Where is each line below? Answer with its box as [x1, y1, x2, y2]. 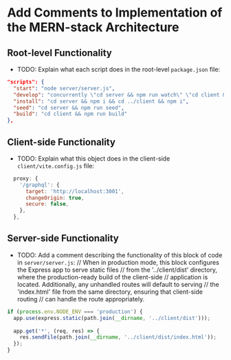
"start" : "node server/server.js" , [13, 85, 115, 92]
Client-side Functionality [7, 136, 115, 148]
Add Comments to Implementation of [7, 5, 223, 21]
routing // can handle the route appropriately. [16, 294, 145, 303]
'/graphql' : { [19, 181, 60, 188]
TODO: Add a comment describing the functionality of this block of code [16, 250, 223, 259]
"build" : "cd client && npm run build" [13, 110, 128, 118]
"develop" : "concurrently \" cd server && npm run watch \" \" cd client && [13, 91, 229, 98]
